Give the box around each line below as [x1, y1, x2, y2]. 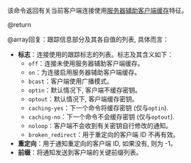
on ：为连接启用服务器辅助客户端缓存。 [28, 68, 141, 76]
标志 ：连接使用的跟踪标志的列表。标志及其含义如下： [17, 51, 174, 58]
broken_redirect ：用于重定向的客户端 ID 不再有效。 [28, 130, 180, 139]
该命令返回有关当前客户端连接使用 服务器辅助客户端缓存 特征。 [7, 6, 188, 14]
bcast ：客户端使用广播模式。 [28, 77, 114, 85]
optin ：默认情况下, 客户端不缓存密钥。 [28, 86, 142, 94]
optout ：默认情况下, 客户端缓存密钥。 [28, 95, 138, 103]
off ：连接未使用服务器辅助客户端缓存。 [28, 59, 144, 68]
